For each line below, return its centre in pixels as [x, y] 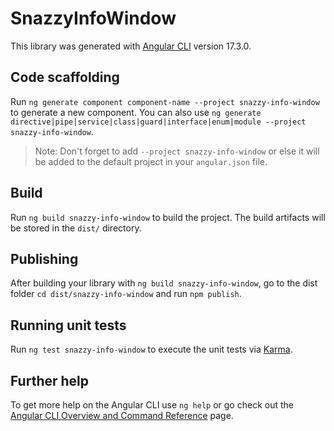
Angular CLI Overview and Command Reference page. [122, 415]
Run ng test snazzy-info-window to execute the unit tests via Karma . [151, 349]
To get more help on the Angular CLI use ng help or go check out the [152, 405]
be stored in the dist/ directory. [76, 228]
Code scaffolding [65, 77]
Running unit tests [68, 325]
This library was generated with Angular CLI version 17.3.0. [131, 46]
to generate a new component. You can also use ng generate [136, 112]
